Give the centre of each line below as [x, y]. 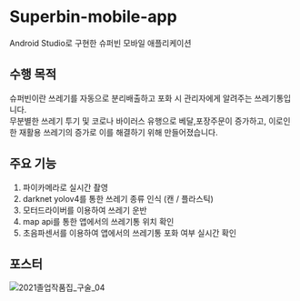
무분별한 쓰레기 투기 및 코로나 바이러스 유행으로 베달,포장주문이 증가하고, [138, 121]
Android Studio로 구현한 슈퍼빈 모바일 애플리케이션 [100, 43]
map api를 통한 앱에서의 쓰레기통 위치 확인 [98, 221]
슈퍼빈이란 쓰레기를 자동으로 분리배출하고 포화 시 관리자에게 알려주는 [131, 98]
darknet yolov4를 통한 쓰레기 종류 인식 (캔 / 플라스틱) [118, 198]
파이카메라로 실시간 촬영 [65, 187]
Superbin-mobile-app [93, 17]
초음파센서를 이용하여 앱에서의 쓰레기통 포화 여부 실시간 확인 [130, 233]
